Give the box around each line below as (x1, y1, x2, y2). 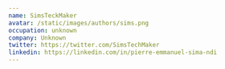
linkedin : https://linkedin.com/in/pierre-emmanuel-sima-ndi (8, 48, 218, 56)
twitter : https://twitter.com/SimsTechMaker (8, 41, 160, 49)
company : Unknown (8, 33, 67, 42)
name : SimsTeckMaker (8, 11, 78, 20)
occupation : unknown (8, 26, 78, 34)
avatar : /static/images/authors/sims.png (8, 19, 149, 27)
